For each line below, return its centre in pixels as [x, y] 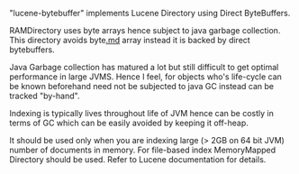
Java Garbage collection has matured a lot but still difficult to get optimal [144, 67]
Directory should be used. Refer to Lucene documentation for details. [138, 160]
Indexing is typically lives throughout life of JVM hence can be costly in [142, 113]
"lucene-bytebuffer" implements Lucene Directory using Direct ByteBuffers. [150, 13]
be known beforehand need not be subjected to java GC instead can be [142, 86]
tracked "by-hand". [45, 96]
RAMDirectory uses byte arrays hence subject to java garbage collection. [145, 30]
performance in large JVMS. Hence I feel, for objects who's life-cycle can [145, 77]
